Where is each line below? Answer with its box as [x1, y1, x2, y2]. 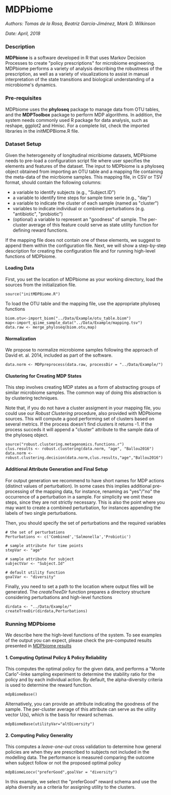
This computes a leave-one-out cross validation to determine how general [5, 743, 162, 750]
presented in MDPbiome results [5, 642, 72, 649]
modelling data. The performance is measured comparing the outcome [5, 754, 155, 761]
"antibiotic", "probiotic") [12, 211, 63, 217]
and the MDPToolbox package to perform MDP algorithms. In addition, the [5, 111, 162, 118]
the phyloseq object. [5, 432, 48, 438]
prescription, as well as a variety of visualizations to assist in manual [5, 71, 149, 77]
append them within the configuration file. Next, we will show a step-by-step [5, 242, 166, 249]
